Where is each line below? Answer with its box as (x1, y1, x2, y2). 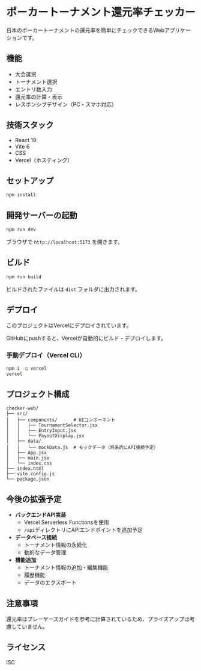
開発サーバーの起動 (6, 210, 77, 220)
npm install (6, 192, 36, 198)
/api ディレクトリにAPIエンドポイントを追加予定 (23, 526, 143, 534)
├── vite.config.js (6, 471, 55, 477)
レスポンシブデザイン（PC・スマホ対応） (14, 101, 117, 108)
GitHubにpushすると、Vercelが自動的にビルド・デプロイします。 (6, 335, 166, 342)
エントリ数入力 (14, 86, 52, 93)
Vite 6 (14, 143, 30, 150)
